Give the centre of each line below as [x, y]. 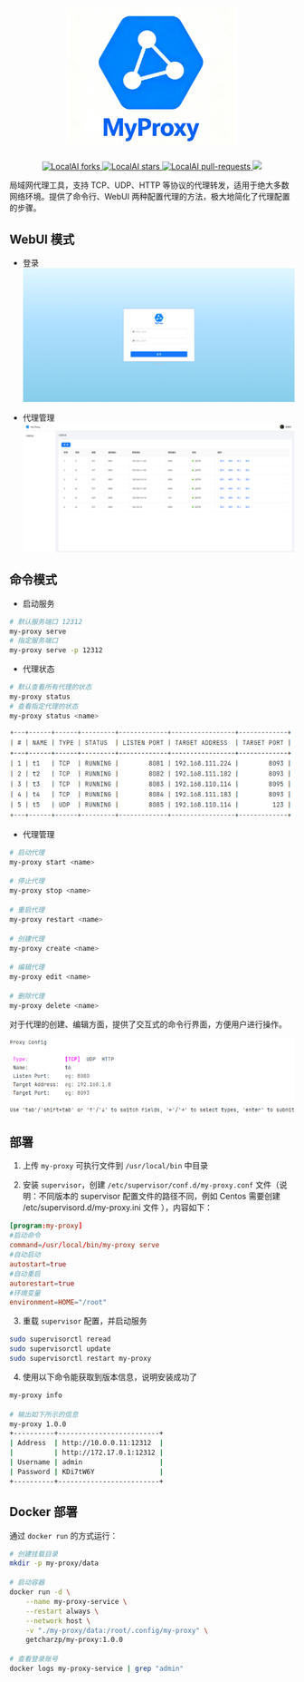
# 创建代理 [27, 939]
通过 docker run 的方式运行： [64, 1535]
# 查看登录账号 [34, 1659]
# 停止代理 [27, 881]
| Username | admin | [87, 1462]
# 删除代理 [27, 996]
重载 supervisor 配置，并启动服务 [85, 1321]
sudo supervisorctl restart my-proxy [81, 1359]
